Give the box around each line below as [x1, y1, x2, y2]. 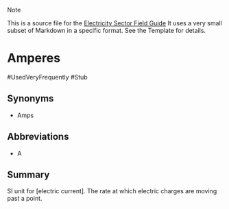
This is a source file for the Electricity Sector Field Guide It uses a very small [7, 19, 223, 27]
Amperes [7, 51, 60, 66]
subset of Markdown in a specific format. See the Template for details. [7, 27, 206, 34]
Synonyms [7, 93, 54, 105]
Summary [7, 169, 50, 180]
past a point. [7, 195, 43, 203]
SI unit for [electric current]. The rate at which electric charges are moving [7, 187, 217, 195]
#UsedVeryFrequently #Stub [7, 73, 88, 81]
